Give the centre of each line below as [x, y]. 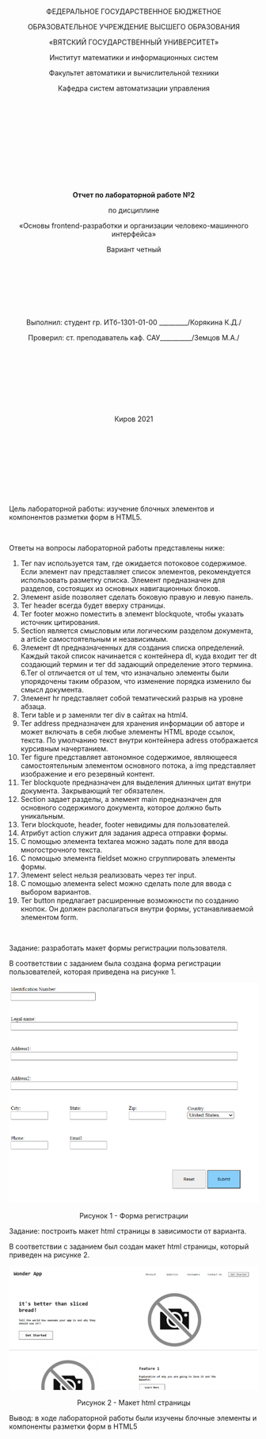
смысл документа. [52, 690]
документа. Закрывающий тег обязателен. [93, 791]
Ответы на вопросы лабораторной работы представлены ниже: [117, 548]
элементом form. [49, 917]
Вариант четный [134, 249]
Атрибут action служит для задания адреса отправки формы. [124, 833]
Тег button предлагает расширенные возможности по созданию [130, 900]
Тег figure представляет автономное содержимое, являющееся [129, 757]
